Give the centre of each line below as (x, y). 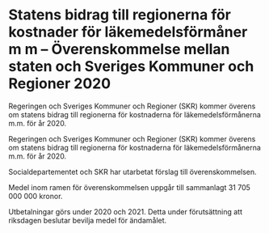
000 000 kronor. (36, 196)
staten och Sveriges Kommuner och (131, 67)
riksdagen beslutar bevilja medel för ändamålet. (88, 220)
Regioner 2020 (60, 84)
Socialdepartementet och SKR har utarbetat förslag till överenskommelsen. (132, 172)
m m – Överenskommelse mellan (119, 49)
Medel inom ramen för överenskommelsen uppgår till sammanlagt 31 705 (129, 187)
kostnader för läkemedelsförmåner (128, 32)
